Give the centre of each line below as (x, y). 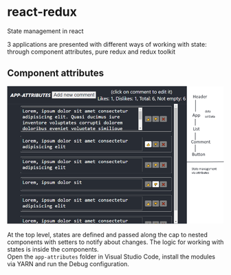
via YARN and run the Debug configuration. (68, 264)
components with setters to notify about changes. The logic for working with (115, 242)
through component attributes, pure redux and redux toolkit (91, 52)
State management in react (45, 31)
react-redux (42, 12)
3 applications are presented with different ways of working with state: (107, 44)
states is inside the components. (53, 250)
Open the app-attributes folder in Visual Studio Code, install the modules (111, 257)
